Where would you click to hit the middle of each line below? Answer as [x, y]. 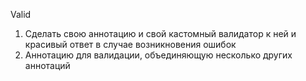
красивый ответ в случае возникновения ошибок [130, 44]
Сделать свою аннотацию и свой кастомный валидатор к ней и [160, 33]
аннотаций [47, 65]
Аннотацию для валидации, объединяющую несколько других [158, 55]
